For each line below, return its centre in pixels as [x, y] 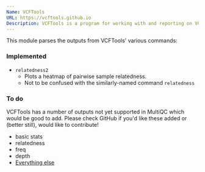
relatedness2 [32, 70]
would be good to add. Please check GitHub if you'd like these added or [97, 118]
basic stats [29, 136]
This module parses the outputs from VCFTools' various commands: [92, 41]
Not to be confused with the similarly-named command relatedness [110, 82]
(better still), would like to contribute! [52, 124]
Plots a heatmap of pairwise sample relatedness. [85, 76]
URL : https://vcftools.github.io [49, 18]
